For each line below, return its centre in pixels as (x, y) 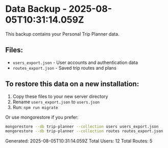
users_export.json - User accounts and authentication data (75, 62)
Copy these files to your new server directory (60, 96)
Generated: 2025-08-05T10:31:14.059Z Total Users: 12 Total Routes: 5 (79, 141)
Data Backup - (36, 9)
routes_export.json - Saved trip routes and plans (64, 68)
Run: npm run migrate (35, 107)
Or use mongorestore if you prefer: (42, 117)
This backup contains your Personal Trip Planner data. (62, 34)
